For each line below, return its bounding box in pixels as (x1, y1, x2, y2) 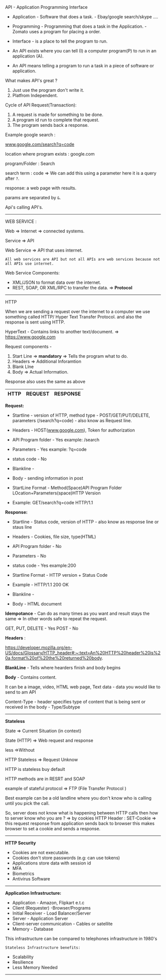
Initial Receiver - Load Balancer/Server (12, 910, 91, 916)
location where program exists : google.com (5, 151, 95, 157)
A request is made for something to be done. (12, 111, 104, 117)
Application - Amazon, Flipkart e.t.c (12, 900, 85, 906)
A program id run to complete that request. (12, 117, 100, 123)
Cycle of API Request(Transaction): (5, 102, 77, 108)
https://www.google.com (5, 334, 56, 340)
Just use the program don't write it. (12, 87, 84, 93)
